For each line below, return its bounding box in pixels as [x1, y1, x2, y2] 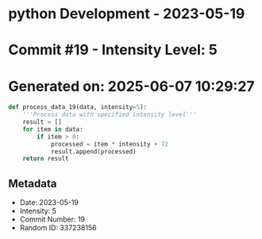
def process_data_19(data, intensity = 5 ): [8, 104, 148, 112]
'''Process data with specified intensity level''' [22, 111, 197, 119]
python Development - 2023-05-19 [8, 5, 245, 23]
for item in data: [22, 125, 83, 133]
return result [22, 155, 69, 163]
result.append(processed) [50, 147, 137, 155]
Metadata [8, 176, 57, 190]
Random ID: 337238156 [19, 223, 97, 233]
